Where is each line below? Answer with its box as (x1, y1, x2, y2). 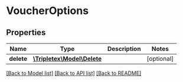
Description (107, 45, 141, 53)
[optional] (146, 54, 174, 63)
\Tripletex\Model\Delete (32, 54, 102, 63)
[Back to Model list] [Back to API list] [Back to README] (6, 70, 142, 77)
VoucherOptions (6, 4, 89, 18)
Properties (6, 28, 46, 37)
